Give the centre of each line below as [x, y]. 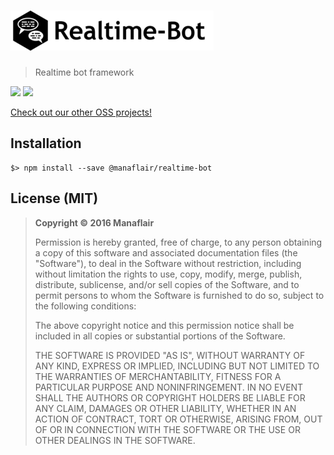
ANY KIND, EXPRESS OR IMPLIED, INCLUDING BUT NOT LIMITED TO [177, 366]
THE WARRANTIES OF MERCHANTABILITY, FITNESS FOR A [158, 376]
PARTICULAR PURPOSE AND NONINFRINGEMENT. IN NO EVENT [169, 387]
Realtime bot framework [84, 72]
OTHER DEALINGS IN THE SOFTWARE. [115, 440]
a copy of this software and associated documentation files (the [166, 252]
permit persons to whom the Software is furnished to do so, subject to [179, 295]
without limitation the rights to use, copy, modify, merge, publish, [168, 274]
